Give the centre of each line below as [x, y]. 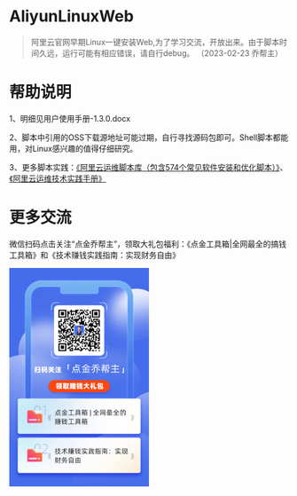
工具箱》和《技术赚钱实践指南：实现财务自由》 [94, 255]
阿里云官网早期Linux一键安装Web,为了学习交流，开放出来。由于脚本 [155, 42]
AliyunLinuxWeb [72, 16]
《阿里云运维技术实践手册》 [58, 178]
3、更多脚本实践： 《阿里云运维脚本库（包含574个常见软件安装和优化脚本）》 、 [148, 167]
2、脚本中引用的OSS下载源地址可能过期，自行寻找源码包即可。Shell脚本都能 [149, 137]
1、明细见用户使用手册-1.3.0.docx [70, 118]
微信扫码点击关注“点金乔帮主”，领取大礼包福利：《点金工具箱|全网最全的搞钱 [148, 244]
